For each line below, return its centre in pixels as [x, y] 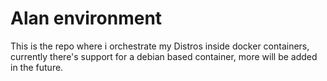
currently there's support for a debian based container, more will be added [164, 56]
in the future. [37, 67]
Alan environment [86, 18]
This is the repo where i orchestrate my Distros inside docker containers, [160, 46]
